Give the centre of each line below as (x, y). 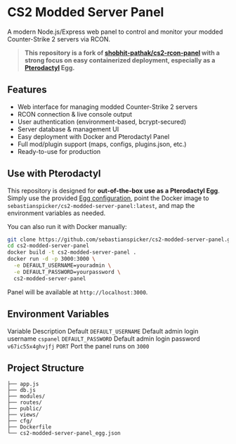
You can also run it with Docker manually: (67, 226)
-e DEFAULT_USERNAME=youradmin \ (63, 266)
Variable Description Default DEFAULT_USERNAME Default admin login (103, 331)
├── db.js (22, 391)
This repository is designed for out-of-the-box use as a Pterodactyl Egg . (113, 190)
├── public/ (25, 409)
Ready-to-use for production (59, 151)
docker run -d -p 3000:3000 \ (52, 259)
